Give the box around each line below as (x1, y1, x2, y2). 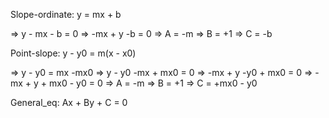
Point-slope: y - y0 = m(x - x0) (10, 47, 137, 59)
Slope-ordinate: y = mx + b (10, 9, 122, 20)
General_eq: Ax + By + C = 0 (10, 97, 128, 108)
